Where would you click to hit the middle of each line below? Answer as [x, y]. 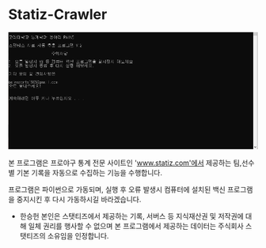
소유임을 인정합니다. [78, 235]
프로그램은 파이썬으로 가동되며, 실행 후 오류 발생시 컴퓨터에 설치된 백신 [117, 189]
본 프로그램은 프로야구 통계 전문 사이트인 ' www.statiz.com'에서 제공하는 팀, [125, 163]
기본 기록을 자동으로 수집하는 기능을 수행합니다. [89, 172]
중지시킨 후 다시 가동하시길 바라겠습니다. [79, 199]
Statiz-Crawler [58, 15]
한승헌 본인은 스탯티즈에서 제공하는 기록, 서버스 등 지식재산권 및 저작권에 [131, 216]
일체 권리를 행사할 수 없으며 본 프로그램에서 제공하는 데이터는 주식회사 [136, 226]
